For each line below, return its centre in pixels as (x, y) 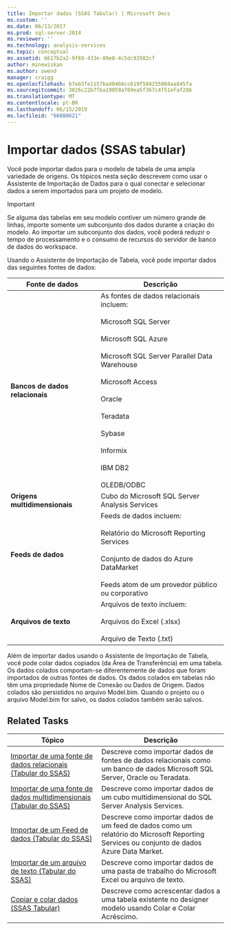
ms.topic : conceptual (38, 52)
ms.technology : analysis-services (57, 45)
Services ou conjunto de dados (152, 843)
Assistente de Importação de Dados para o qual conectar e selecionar (106, 184)
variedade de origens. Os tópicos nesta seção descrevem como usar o (107, 176)
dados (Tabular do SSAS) (52, 839)
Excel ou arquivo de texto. (143, 880)
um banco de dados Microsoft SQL (158, 769)
